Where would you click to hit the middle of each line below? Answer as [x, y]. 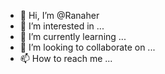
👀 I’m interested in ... [62, 26]
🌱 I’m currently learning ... [73, 36]
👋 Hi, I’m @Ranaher [59, 15]
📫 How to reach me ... [66, 58]
